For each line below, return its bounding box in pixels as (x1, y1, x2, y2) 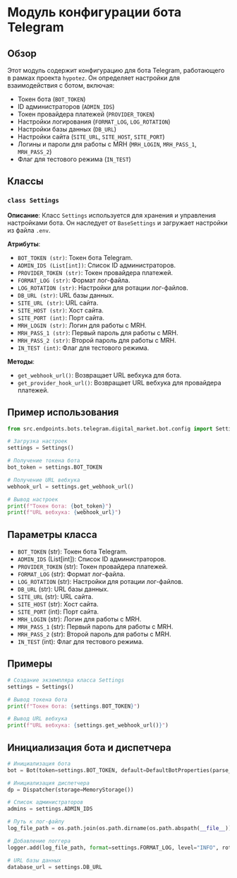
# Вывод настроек (7, 496, 59, 503)
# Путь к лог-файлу (7, 818, 65, 826)
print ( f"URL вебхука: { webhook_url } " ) (7, 509, 121, 516)
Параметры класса (7, 528, 97, 541)
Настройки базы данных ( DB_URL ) (17, 125, 117, 133)
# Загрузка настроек (7, 438, 68, 445)
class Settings (7, 197, 60, 205)
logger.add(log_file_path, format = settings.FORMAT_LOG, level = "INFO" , (7, 844, 219, 851)
